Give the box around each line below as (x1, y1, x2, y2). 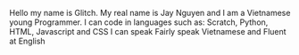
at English (9, 35, 46, 46)
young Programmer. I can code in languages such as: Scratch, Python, (9, 17, 269, 27)
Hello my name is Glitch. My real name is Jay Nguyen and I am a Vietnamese (9, 8, 291, 18)
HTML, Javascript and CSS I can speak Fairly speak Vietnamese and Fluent (9, 27, 287, 36)
